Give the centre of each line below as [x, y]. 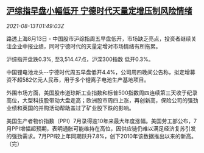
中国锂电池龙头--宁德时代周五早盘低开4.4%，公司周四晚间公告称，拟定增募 [101, 72]
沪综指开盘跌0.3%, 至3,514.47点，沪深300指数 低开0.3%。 [80, 59]
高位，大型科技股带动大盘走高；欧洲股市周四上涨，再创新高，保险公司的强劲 [102, 100]
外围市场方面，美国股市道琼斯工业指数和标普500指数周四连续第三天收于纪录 [102, 93]
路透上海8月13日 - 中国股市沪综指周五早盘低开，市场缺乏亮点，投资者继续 [99, 38]
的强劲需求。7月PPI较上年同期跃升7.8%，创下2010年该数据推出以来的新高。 [101, 136]
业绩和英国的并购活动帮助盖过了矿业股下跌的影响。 [70, 108]
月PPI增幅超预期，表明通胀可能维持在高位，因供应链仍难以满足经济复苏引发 [101, 128]
